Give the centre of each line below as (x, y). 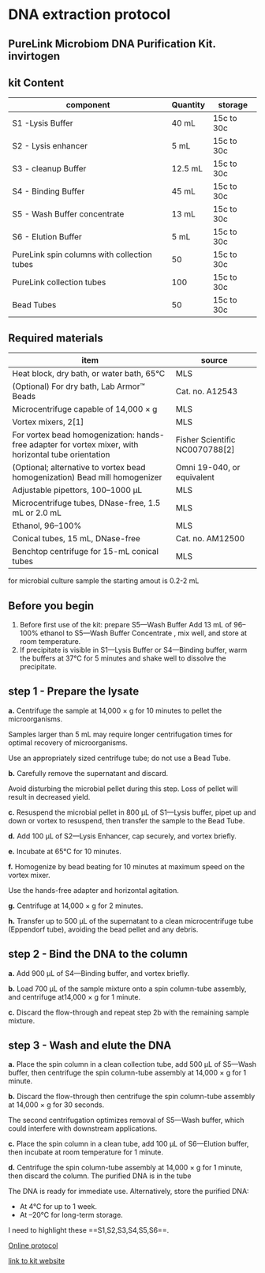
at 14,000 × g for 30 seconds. (56, 1105)
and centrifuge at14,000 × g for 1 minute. (74, 996)
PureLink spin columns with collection (82, 254)
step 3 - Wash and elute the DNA (90, 1046)
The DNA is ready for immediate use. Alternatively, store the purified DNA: (129, 1192)
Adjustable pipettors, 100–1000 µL (77, 490)
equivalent (195, 477)
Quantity (188, 105)
